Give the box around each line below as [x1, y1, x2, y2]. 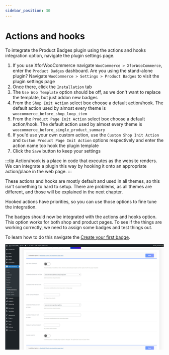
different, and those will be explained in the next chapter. [5, 189, 123, 195]
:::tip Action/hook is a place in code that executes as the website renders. [5, 158, 157, 164]
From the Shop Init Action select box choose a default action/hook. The [12, 100, 163, 106]
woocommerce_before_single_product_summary [12, 127, 106, 132]
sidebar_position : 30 [5, 8, 51, 13]
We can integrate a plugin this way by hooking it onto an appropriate [5, 163, 147, 169]
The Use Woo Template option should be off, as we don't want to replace [12, 89, 161, 95]
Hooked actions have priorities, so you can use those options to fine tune [5, 198, 157, 204]
